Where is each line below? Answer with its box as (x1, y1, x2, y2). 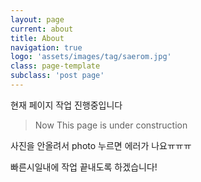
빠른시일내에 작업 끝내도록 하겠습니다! (10, 161, 158, 173)
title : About (10, 33, 65, 43)
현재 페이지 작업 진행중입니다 (10, 99, 123, 111)
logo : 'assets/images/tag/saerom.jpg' (10, 52, 172, 62)
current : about (10, 24, 74, 34)
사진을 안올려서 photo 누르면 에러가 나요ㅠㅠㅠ (10, 139, 192, 151)
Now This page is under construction (34, 119, 188, 131)
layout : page (10, 14, 65, 25)
